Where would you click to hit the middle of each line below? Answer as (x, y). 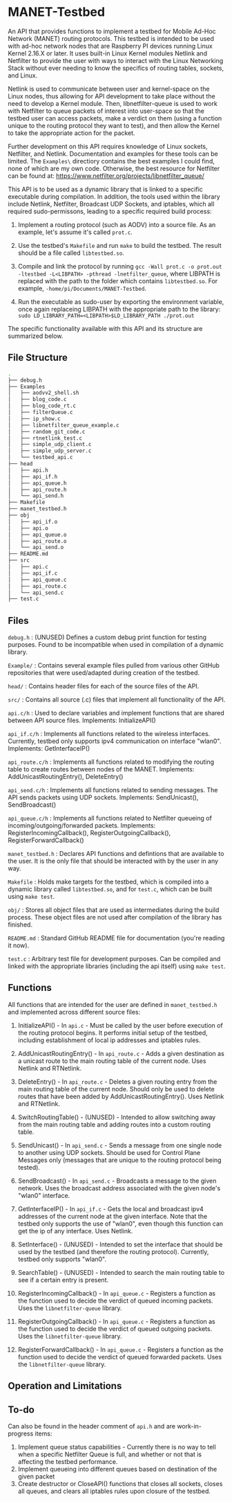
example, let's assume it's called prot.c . (75, 232)
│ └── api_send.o (36, 548)
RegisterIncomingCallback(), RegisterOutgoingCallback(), (89, 833)
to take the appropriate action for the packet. (71, 133)
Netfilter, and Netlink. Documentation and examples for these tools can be (113, 154)
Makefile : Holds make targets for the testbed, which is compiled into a (108, 882)
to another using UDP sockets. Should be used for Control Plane (109, 1152)
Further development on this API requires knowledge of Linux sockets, (108, 146)
